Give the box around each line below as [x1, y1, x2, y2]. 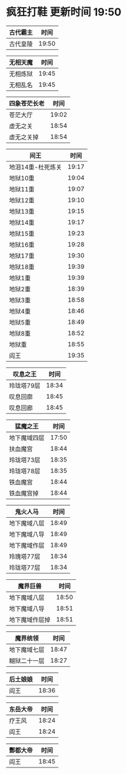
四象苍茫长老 [9, 99, 45, 107]
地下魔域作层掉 [9, 615, 51, 624]
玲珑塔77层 [9, 563, 41, 572]
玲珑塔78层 [9, 467, 41, 475]
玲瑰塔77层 [9, 552, 41, 560]
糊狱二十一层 [9, 656, 45, 665]
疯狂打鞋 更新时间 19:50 [6, 5, 122, 19]
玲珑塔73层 [9, 456, 41, 464]
